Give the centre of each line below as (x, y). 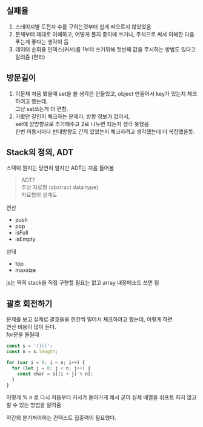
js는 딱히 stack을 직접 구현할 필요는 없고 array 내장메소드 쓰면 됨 (83, 283)
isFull (22, 233)
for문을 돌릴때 (23, 334)
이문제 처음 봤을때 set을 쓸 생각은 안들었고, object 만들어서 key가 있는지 (100, 93)
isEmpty (25, 239)
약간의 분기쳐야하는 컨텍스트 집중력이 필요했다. (62, 418)
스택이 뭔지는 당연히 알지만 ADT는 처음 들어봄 (60, 168)
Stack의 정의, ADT (40, 152)
